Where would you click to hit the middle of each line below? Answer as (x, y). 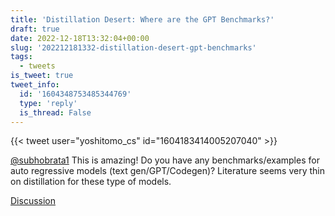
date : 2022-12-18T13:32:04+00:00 (80, 38)
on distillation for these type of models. (91, 182)
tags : (21, 57)
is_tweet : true (42, 76)
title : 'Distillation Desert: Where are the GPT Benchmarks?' (142, 19)
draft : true (35, 29)
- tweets (37, 66)
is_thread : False (55, 112)
